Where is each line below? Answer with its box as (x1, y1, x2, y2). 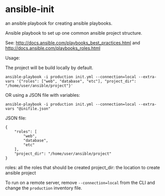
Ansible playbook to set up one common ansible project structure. (5, 30, 142, 36)
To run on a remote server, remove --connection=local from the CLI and (5, 179, 155, 185)
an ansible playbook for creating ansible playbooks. (5, 20, 113, 26)
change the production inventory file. (5, 185, 82, 191)
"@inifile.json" (16, 106, 51, 111)
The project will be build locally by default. (5, 64, 93, 71)
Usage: (5, 54, 20, 61)
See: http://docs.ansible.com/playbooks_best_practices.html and (5, 39, 140, 46)
